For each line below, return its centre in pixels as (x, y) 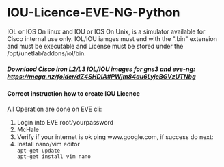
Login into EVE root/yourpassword (65, 122)
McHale (28, 129)
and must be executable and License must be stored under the (95, 46)
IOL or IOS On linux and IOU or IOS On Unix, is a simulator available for (106, 31)
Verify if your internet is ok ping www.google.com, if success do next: (115, 137)
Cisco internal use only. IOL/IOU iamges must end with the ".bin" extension (112, 38)
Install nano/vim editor (48, 144)
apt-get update (39, 151)
